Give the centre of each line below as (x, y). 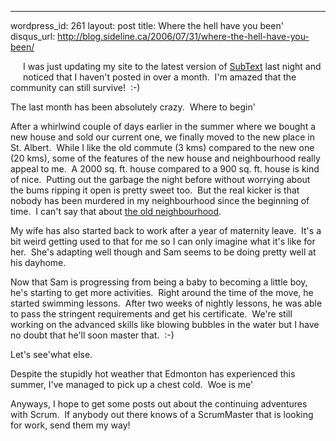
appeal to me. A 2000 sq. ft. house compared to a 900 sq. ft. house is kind (165, 169)
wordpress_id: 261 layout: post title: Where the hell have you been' (147, 25)
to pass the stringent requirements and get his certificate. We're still (151, 314)
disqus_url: (33, 36)
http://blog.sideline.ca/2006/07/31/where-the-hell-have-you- (183, 36)
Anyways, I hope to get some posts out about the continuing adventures (159, 404)
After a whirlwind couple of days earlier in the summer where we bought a (163, 126)
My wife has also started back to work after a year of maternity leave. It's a (166, 230)
